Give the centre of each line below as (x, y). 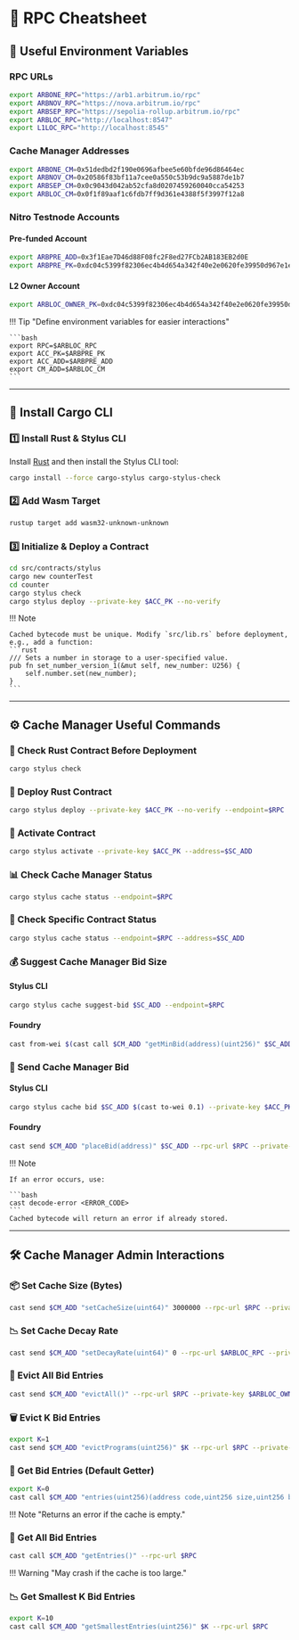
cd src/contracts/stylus (55, 569)
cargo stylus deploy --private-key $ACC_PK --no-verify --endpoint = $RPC (147, 811)
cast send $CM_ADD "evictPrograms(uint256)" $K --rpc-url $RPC (129, 1447)
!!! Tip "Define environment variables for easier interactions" (119, 321)
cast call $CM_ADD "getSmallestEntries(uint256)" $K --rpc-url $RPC (139, 1627)
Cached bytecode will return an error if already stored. (119, 1218)
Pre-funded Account (48, 238)
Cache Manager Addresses (69, 151)
